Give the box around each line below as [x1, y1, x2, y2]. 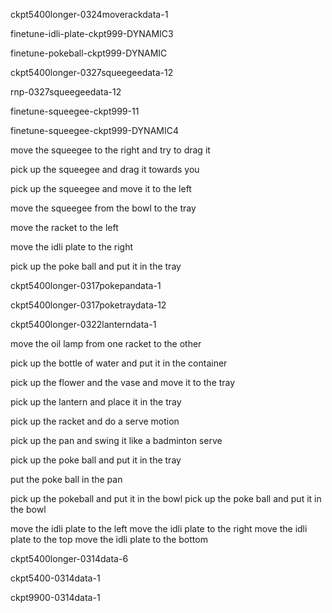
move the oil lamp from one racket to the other [10, 338, 202, 349]
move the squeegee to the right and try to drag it [10, 144, 211, 156]
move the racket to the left [10, 222, 119, 233]
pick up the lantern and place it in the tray [10, 396, 182, 408]
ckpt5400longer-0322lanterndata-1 [10, 319, 157, 330]
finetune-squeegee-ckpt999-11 [10, 105, 140, 117]
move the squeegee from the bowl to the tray [10, 202, 197, 214]
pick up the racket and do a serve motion [10, 415, 180, 427]
